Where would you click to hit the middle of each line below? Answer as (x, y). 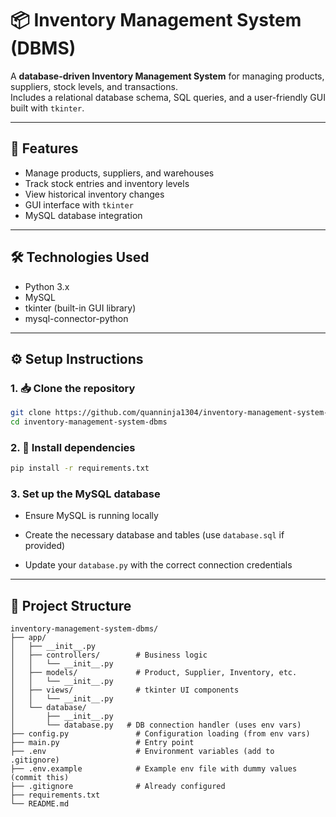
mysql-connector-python (76, 318)
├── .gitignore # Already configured (118, 787)
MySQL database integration (83, 215)
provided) (45, 546)
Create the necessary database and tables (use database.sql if (154, 535)
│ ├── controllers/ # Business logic (109, 655)
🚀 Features (44, 148)
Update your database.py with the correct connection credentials (158, 565)
